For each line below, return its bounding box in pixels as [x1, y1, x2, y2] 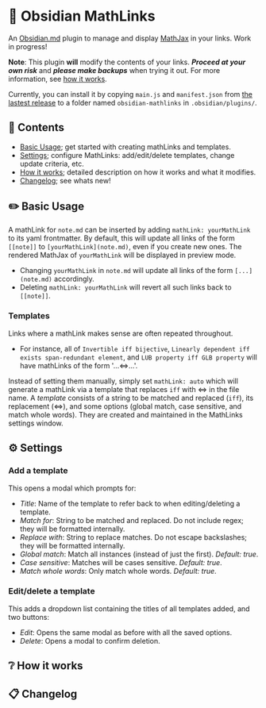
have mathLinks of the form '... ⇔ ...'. [19, 360, 138, 370]
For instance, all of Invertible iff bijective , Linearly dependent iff [19, 344, 250, 353]
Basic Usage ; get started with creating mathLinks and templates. [19, 142, 232, 152]
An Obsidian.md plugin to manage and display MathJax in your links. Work [8, 33, 252, 43]
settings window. [8, 418, 64, 428]
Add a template [8, 465, 69, 476]
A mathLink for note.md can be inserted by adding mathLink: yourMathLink [8, 225, 251, 234]
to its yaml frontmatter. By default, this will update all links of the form [8, 233, 236, 243]
